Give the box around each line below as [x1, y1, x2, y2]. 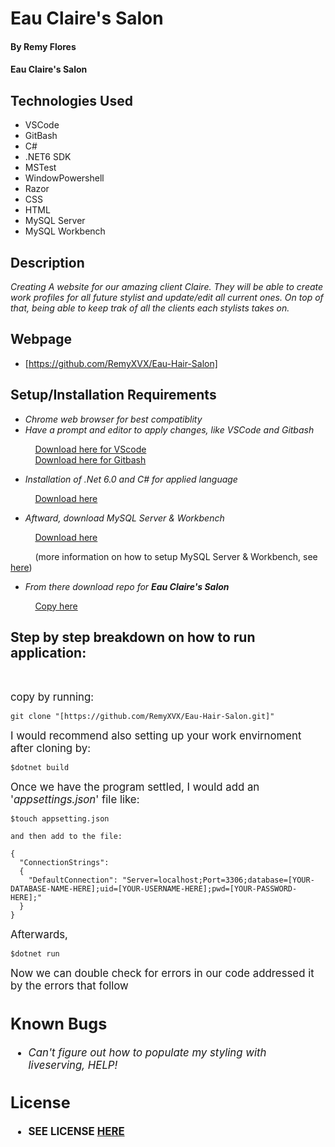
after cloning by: [10, 742, 92, 756]
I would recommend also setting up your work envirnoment [10, 729, 302, 743]
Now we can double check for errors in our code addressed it [10, 967, 315, 981]
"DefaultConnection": [28, 875, 118, 886]
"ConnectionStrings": [19, 858, 110, 868]
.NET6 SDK [24, 151, 72, 163]
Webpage [10, 331, 72, 348]
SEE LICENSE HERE [28, 1124, 125, 1138]
